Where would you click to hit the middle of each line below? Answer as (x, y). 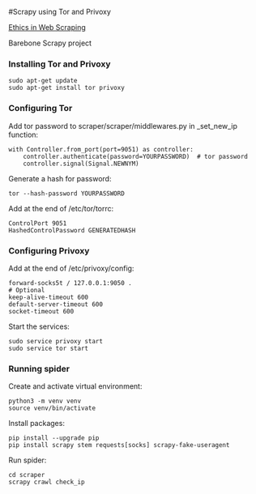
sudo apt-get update (43, 81)
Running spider (39, 368)
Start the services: (39, 326)
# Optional (27, 290)
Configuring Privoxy (49, 250)
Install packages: (36, 424)
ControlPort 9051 (38, 223)
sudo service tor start (49, 348)
